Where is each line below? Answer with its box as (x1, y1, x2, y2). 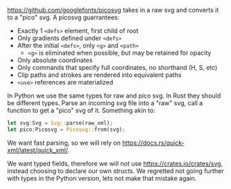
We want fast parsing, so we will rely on (7, 138, 121, 147)
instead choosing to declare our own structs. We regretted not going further (7, 166, 224, 175)
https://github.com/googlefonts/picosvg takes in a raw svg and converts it (7, 6, 219, 14)
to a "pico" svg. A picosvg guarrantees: (7, 13, 120, 21)
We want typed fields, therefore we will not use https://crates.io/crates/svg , (7, 159, 223, 168)
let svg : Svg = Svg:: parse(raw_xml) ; (7, 120, 113, 127)
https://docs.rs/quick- (122, 138, 185, 147)
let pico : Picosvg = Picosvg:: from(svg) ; (7, 126, 126, 133)
